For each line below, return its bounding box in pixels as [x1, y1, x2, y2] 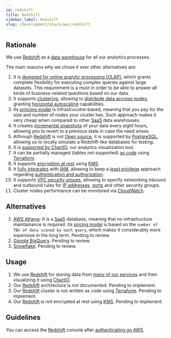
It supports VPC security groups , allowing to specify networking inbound [13, 177, 166, 183]
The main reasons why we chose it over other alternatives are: [6, 64, 136, 70]
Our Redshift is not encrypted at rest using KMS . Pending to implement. [13, 298, 163, 304]
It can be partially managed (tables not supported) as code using [13, 150, 150, 156]
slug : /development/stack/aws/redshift [6, 21, 91, 27]
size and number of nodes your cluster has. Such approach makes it [13, 112, 157, 118]
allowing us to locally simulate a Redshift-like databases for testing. [13, 139, 154, 145]
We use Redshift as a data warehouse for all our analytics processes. [6, 54, 151, 60]
